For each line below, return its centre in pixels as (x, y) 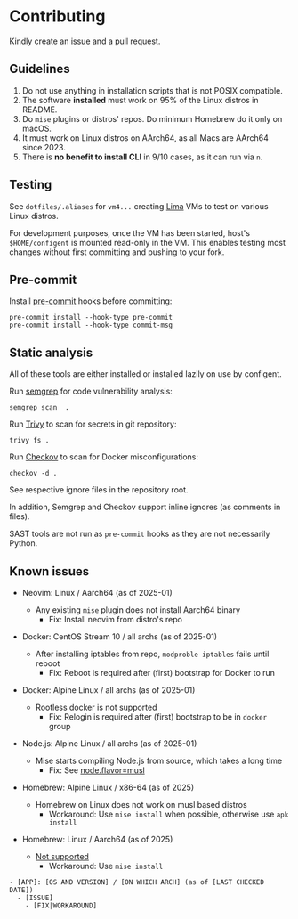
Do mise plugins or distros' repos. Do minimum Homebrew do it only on (152, 118)
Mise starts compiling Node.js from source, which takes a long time (159, 760)
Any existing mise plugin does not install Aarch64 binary (138, 610)
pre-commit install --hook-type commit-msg (91, 325)
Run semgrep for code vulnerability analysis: (91, 391)
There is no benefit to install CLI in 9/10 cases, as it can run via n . (142, 157)
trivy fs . (29, 441)
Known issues (49, 571)
